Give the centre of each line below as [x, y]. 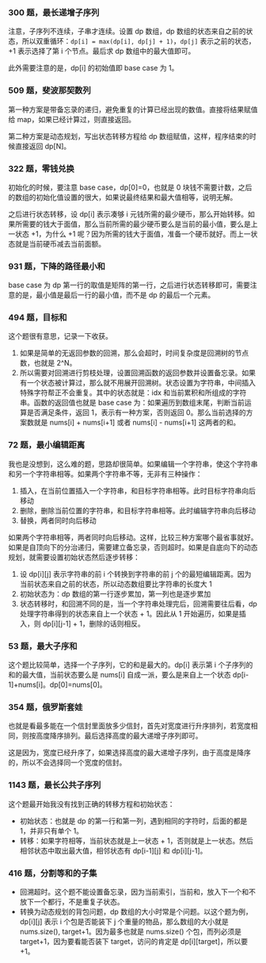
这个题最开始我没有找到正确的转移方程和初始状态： [91, 804]
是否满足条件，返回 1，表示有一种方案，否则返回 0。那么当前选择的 [137, 412]
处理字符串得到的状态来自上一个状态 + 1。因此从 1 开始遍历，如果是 [129, 613]
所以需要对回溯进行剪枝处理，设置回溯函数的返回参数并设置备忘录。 [131, 373]
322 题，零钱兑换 [42, 168]
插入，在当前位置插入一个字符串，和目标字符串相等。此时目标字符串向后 [137, 490]
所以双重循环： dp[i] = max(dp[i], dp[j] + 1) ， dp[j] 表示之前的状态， [139, 41]
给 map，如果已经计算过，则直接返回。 [72, 119]
